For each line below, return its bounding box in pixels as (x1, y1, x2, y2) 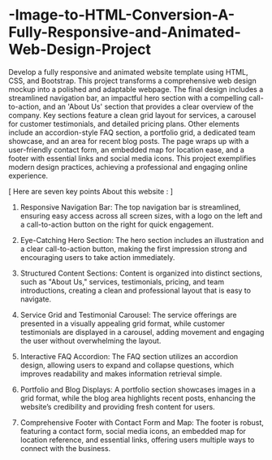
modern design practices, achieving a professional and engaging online (8, 162, 248, 171)
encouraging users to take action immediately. (19, 252, 175, 262)
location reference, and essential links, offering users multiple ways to (19, 435, 255, 445)
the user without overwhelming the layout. (19, 336, 162, 345)
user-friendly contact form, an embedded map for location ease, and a (8, 145, 245, 154)
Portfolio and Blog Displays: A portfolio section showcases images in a (19, 384, 256, 394)
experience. (8, 171, 49, 180)
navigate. (19, 294, 52, 304)
